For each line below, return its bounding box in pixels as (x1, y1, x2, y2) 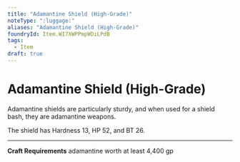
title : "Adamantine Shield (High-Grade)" (7, 10, 133, 18)
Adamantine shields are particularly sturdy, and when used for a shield (7, 104, 216, 113)
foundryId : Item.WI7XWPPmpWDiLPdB (7, 30, 111, 38)
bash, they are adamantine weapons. (7, 112, 116, 121)
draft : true (7, 51, 43, 58)
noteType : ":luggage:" (7, 17, 75, 24)
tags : (7, 37, 24, 44)
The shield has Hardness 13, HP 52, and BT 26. (7, 126, 145, 134)
